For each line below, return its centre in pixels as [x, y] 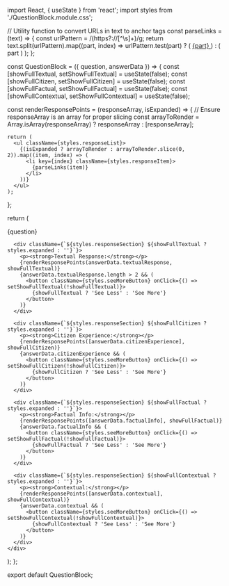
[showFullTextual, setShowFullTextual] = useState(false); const [97, 74]
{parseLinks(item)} [61, 168]
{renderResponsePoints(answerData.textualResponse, [96, 263]
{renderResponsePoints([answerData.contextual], [92, 494]
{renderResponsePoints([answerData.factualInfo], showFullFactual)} [121, 421]
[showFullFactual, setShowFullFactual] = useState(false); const [97, 89]
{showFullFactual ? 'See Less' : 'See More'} [100, 445]
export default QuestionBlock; [50, 575]
